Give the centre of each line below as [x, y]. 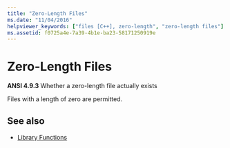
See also [26, 121]
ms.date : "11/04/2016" [40, 20]
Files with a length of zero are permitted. [65, 99]
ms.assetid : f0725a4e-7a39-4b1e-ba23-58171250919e [82, 33]
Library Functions [42, 137]
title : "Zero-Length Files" [48, 13]
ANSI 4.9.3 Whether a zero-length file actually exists [82, 86]
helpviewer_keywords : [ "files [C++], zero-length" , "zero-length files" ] [116, 26]
